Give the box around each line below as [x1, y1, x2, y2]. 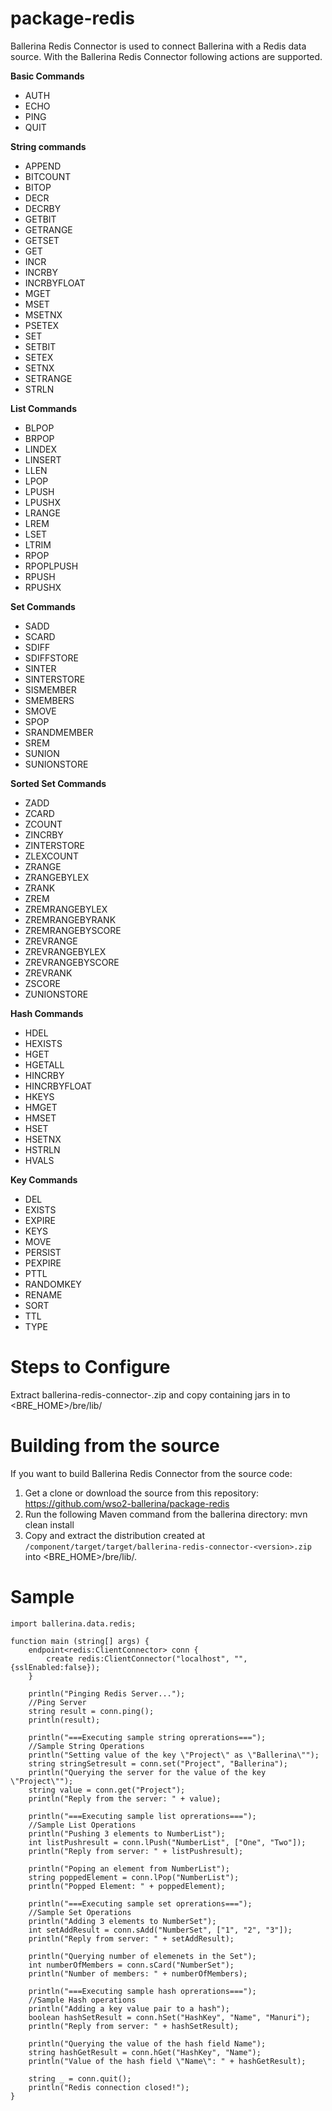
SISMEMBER [24, 683, 77, 696]
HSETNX [24, 1133, 62, 1145]
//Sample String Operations [28, 1741, 145, 1751]
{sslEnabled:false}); [10, 1662, 101, 1672]
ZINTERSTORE [24, 839, 86, 851]
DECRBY [24, 202, 62, 214]
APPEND [24, 160, 62, 172]
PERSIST [24, 1246, 62, 1258]
